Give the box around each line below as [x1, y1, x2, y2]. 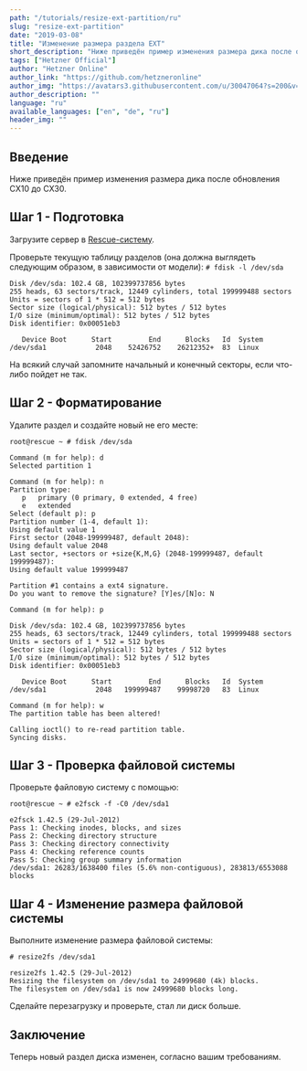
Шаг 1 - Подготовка [9, 209, 125, 225]
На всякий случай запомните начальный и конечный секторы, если [9, 358, 274, 370]
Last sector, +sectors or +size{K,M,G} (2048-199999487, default [9, 549, 263, 558]
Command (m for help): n [9, 477, 104, 486]
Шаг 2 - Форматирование [9, 395, 163, 411]
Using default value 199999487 [9, 565, 129, 574]
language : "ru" [9, 98, 68, 108]
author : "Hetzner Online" [9, 65, 108, 74]
